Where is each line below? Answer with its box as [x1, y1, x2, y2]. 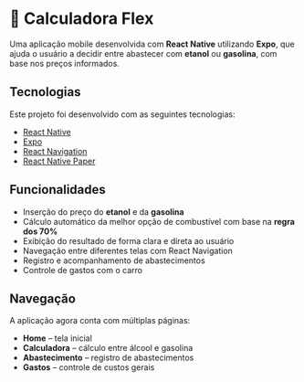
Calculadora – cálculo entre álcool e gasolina [22, 343, 194, 354]
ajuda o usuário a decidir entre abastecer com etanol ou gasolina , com [9, 48, 278, 58]
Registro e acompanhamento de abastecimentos [22, 255, 205, 266]
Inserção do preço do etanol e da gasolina [22, 206, 184, 218]
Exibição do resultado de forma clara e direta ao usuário [22, 235, 235, 246]
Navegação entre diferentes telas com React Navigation [22, 245, 233, 256]
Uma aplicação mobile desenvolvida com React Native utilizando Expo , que [9, 38, 295, 49]
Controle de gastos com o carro [22, 264, 143, 275]
